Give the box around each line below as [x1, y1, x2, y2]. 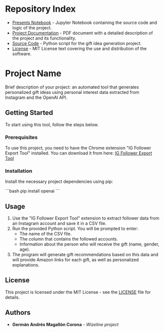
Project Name [5, 68, 62, 79]
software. [12, 50, 32, 57]
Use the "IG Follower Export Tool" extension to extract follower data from [12, 215, 160, 221]
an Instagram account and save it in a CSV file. [12, 221, 107, 226]
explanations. [12, 262, 40, 268]
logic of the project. [12, 24, 52, 30]
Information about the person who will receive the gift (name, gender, [19, 241, 160, 247]
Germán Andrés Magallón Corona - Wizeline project [12, 321, 119, 327]
